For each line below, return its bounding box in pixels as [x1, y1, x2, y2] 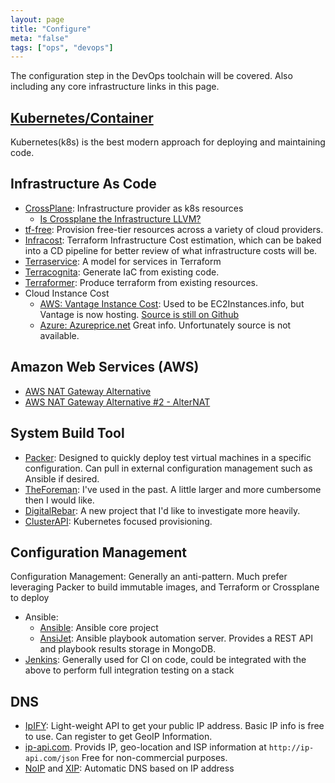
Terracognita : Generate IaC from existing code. [24, 266, 220, 278]
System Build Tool [10, 425, 125, 442]
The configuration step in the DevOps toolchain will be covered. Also [10, 70, 293, 82]
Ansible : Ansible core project [39, 622, 159, 634]
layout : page [10, 14, 65, 25]
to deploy [10, 592, 50, 604]
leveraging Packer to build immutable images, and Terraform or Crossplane [10, 581, 320, 593]
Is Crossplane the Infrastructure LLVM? [39, 212, 202, 225]
